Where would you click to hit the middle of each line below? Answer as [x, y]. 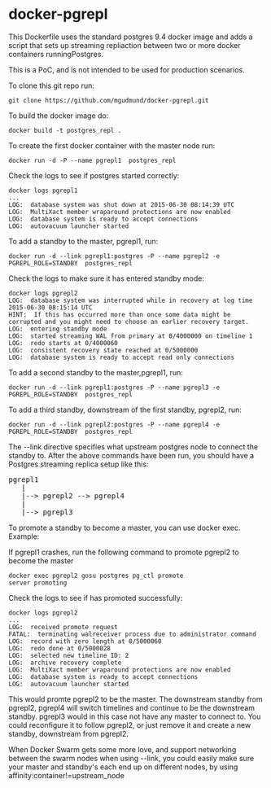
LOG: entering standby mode [58, 329]
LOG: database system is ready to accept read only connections [121, 357]
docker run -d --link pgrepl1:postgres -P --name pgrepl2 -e [114, 256]
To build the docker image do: [59, 116]
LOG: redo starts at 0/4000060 [63, 343]
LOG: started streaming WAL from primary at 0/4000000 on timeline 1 [131, 336]
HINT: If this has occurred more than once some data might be [120, 314]
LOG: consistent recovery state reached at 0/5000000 [103, 350]
